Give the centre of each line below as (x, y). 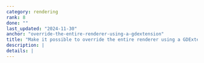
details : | (20, 51)
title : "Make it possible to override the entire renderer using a (93, 40)
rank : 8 (16, 17)
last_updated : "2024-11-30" (42, 28)
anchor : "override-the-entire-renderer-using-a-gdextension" (85, 34)
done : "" (17, 23)
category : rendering (32, 12)
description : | (25, 46)
